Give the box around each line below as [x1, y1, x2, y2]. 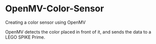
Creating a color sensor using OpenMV [5, 19, 86, 25]
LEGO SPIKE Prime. [5, 34, 46, 40]
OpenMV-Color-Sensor [5, 3, 104, 14]
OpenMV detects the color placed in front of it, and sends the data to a [5, 29, 151, 35]
